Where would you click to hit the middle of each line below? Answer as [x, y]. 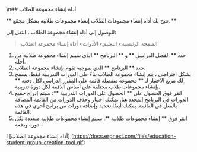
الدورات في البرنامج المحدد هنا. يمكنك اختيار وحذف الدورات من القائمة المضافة [101, 99]
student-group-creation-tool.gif [45, 142]
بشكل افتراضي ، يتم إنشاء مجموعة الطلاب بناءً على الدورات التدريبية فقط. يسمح [103, 74]
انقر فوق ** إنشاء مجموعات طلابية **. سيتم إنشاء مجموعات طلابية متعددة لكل [101, 118]
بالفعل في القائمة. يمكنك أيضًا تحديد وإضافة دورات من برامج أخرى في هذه [96, 106]
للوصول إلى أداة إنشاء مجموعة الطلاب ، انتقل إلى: [61, 32]
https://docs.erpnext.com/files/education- [125, 136]
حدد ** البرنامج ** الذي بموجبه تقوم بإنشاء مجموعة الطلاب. [80, 68]
